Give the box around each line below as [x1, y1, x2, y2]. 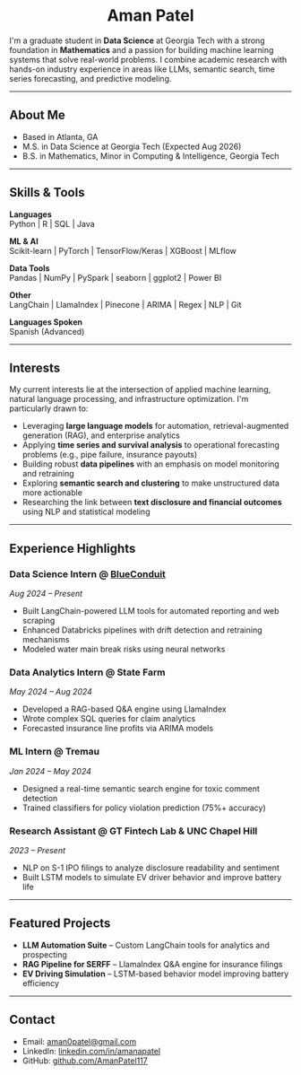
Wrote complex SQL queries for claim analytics [21, 713, 196, 724]
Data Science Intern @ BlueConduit [9, 567, 166, 580]
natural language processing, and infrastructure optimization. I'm [9, 394, 249, 405]
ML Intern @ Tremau [9, 746, 100, 758]
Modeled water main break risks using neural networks [21, 643, 226, 655]
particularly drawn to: [9, 403, 89, 414]
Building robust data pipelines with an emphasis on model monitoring [21, 459, 279, 469]
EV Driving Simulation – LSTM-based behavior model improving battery [21, 968, 289, 979]
